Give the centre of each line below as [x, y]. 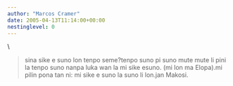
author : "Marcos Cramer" [44, 14]
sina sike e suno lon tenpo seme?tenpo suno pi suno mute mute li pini [125, 60]
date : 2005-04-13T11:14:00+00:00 [56, 20]
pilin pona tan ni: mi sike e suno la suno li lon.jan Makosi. [106, 75]
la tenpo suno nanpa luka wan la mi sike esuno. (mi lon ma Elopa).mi [124, 68]
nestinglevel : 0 [31, 27]
